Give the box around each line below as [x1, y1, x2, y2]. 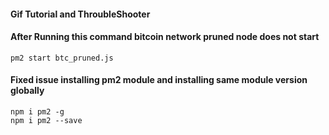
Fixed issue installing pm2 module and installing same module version [10, 74, 308, 86]
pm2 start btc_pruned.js [10, 53, 114, 63]
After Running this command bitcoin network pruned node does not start [10, 31, 320, 43]
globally [10, 85, 45, 97]
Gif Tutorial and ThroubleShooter [10, 8, 151, 20]
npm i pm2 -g [10, 107, 65, 117]
